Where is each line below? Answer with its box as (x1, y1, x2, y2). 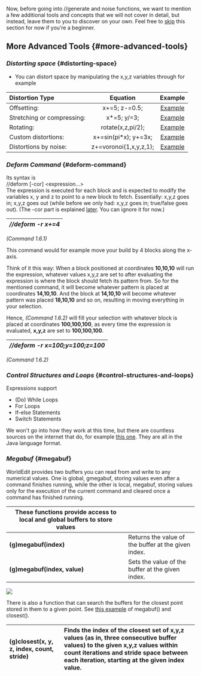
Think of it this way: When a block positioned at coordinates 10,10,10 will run (6, 264, 194, 272)
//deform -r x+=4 (9, 220, 60, 228)
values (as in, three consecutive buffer (63, 634, 177, 642)
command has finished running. (6, 494, 84, 501)
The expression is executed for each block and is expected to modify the (6, 187, 186, 194)
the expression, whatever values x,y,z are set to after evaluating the (6, 270, 173, 278)
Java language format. (6, 440, 62, 447)
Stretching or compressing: (9, 113, 86, 121)
